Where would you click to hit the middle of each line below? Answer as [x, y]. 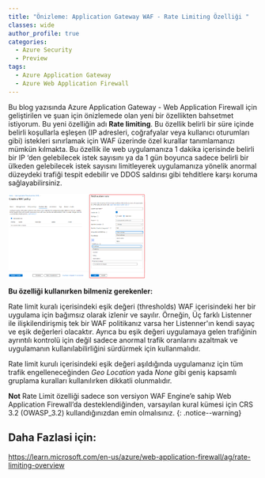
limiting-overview [36, 465]
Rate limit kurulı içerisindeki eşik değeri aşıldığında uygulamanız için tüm [126, 363]
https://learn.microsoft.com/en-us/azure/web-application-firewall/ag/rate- [130, 457]
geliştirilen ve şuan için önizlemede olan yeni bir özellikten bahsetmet [121, 116]
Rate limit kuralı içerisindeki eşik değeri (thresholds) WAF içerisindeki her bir [132, 306]
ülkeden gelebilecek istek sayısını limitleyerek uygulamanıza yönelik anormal [132, 165]
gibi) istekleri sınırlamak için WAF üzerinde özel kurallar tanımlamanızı [121, 140]
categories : [28, 42]
